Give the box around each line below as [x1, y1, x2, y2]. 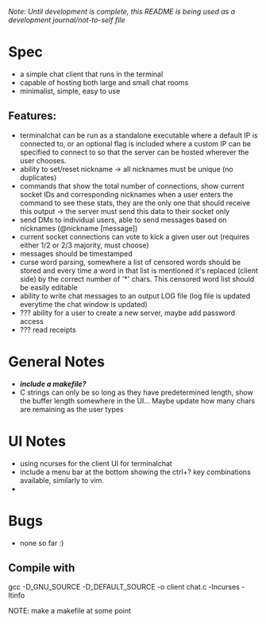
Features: [8, 109, 57, 123]
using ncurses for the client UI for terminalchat [19, 458, 172, 468]
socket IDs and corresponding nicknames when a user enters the [19, 189, 233, 199]
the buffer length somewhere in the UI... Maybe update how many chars [19, 395, 256, 405]
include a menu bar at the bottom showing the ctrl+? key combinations [19, 467, 252, 477]
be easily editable [19, 282, 78, 292]
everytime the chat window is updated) [19, 299, 148, 309]
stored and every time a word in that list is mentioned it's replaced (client [19, 266, 258, 275]
